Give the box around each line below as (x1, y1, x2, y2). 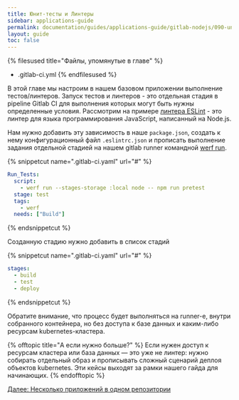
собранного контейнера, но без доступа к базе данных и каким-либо (7, 319, 219, 328)
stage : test (14, 190, 50, 198)
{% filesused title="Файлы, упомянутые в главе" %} (7, 56, 164, 65)
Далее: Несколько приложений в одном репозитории (7, 384, 171, 393)
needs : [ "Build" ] (14, 211, 65, 218)
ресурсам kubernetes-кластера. (7, 327, 105, 335)
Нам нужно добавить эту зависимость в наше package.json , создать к (7, 128, 221, 137)
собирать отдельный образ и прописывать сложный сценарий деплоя (7, 356, 222, 364)
